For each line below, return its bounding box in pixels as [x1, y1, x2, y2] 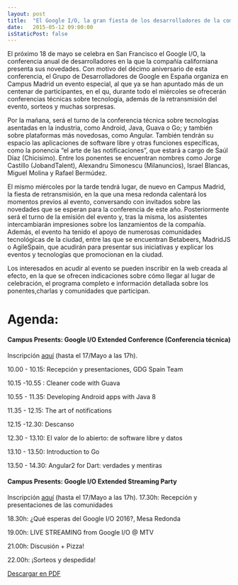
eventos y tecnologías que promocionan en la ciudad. [7, 250, 164, 259]
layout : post [7, 10, 46, 18]
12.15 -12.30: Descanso [7, 420, 74, 428]
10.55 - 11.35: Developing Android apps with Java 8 [7, 392, 156, 401]
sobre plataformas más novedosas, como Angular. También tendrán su [7, 131, 214, 140]
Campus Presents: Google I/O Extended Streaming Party [7, 477, 177, 486]
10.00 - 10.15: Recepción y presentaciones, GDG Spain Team [7, 364, 183, 373]
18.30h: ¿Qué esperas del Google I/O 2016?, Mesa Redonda [7, 514, 181, 523]
